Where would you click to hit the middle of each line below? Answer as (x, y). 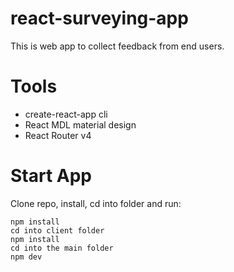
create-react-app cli (66, 114)
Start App (51, 176)
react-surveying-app (99, 18)
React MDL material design (80, 124)
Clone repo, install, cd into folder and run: (96, 203)
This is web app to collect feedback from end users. (117, 46)
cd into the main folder (62, 248)
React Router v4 (58, 135)
